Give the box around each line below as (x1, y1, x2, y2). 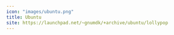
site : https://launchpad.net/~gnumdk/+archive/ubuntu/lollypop (6, 20, 169, 26)
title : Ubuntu (6, 14, 42, 20)
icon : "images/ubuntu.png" (6, 8, 74, 15)
